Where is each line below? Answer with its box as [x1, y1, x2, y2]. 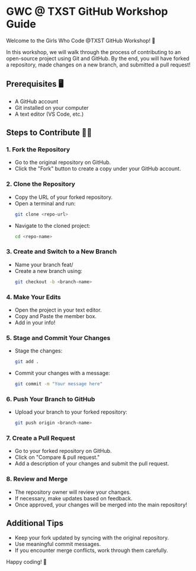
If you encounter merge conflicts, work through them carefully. [14, 547, 168, 554]
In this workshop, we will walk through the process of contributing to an [6, 48, 181, 55]
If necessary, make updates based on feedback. [14, 494, 133, 502]
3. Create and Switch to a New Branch [6, 248, 117, 256]
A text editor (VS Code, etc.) [14, 110, 84, 118]
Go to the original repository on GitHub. [14, 159, 111, 166]
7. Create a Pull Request [6, 434, 76, 442]
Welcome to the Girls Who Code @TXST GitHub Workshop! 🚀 [6, 37, 156, 44]
